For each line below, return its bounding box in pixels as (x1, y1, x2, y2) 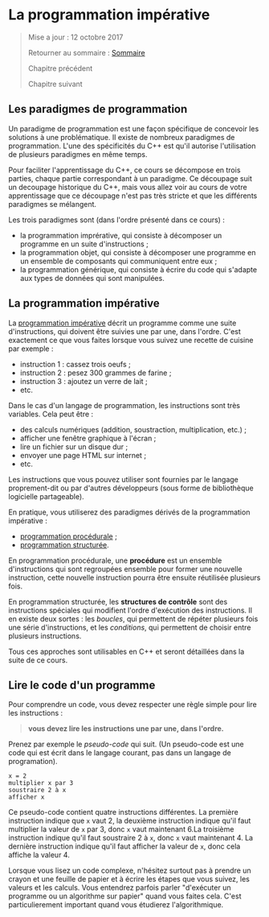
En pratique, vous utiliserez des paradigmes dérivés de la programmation (8, 507, 251, 517)
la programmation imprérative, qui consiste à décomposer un (19, 230, 222, 240)
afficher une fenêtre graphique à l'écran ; (19, 433, 157, 443)
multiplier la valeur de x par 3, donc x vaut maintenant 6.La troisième (8, 824, 234, 834)
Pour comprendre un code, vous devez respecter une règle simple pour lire (8, 700, 257, 709)
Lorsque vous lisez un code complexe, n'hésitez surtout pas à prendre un (8, 865, 251, 875)
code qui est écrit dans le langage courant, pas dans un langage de (8, 748, 231, 758)
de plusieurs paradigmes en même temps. (8, 149, 148, 159)
